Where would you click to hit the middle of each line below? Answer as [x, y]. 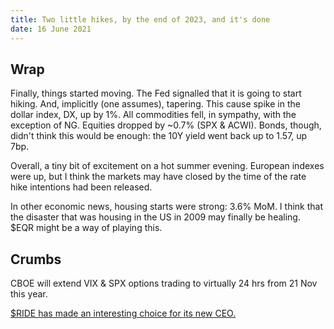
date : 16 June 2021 [51, 29]
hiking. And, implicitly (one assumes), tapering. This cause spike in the [155, 104]
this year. [29, 294]
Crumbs [36, 259]
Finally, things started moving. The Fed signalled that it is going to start [156, 93]
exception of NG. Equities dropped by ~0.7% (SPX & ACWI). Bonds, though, [166, 125]
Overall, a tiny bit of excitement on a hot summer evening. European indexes [167, 166]
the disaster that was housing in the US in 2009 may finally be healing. [155, 217]
